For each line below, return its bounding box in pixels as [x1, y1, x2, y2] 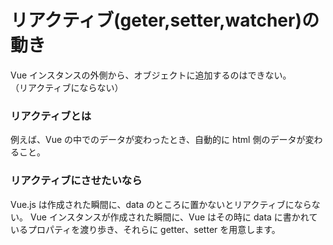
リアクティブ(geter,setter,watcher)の [10, 9, 320, 32]
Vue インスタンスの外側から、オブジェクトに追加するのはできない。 [10, 69, 292, 81]
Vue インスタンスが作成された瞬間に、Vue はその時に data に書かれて [29, 211, 318, 223]
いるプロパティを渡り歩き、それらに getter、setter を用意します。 [10, 223, 281, 235]
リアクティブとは [10, 109, 92, 123]
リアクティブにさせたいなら [10, 174, 143, 188]
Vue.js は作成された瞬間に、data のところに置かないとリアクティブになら [10, 198, 312, 210]
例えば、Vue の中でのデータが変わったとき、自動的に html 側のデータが [10, 134, 306, 146]
